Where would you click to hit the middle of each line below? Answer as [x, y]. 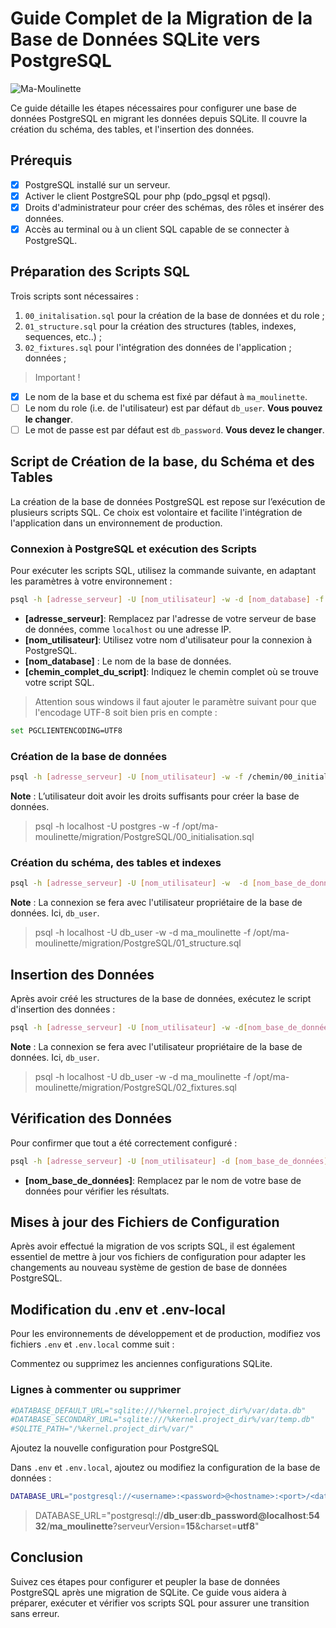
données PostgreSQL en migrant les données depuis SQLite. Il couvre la [159, 118]
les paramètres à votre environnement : [91, 581]
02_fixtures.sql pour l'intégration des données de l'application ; [158, 347]
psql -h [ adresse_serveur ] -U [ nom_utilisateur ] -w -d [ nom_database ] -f [167, 600]
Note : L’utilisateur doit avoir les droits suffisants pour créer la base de [155, 796]
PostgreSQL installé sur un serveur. [97, 184]
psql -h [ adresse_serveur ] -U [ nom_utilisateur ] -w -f [127, 777]
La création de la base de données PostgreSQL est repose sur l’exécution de [168, 501]
